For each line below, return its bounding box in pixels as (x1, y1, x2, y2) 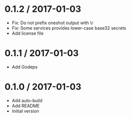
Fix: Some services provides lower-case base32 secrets (11, 25, 127, 31)
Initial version (11, 108, 39, 114)
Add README (11, 103, 40, 109)
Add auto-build (11, 97, 43, 103)
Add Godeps (11, 64, 38, 70)
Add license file (11, 30, 44, 36)
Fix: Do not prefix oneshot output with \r (11, 20, 93, 26)
